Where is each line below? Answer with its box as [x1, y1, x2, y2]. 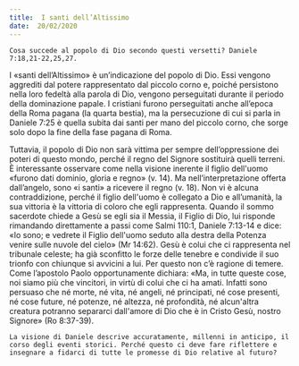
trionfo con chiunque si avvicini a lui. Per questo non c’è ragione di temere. [9, 258, 284, 268]
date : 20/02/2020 [9, 21, 78, 30]
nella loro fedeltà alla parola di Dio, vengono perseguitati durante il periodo [9, 89, 284, 99]
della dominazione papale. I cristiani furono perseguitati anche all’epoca [9, 98, 274, 108]
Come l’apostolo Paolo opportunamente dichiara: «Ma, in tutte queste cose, [9, 268, 287, 278]
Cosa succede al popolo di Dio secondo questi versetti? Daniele [9, 46, 257, 55]
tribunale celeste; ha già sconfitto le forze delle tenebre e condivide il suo [9, 248, 279, 260]
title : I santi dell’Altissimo [9, 13, 129, 22]
